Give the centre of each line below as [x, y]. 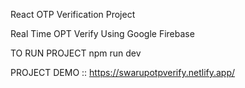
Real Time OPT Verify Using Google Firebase [102, 33]
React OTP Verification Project [73, 14]
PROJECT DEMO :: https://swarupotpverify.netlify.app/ [123, 72]
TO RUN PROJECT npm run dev [76, 53]
